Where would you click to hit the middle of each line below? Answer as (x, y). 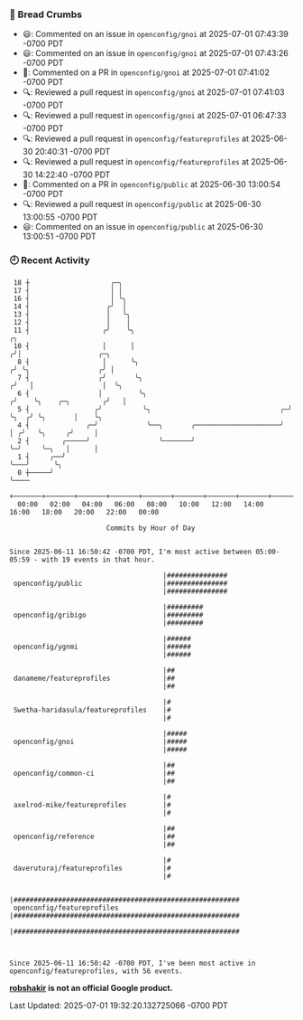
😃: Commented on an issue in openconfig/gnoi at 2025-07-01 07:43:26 (155, 53)
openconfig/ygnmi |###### (102, 647)
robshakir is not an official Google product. (91, 987)
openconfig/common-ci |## (94, 773)
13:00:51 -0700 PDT (59, 236)
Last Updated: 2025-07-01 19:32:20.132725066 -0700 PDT (119, 1005)
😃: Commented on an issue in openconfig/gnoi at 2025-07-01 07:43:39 (155, 34)
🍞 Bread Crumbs (46, 14)
